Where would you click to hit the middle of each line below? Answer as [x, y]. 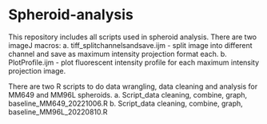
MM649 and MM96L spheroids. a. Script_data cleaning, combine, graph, [128, 94]
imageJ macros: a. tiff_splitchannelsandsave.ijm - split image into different [131, 45]
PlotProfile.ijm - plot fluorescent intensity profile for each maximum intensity [134, 62]
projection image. [37, 70]
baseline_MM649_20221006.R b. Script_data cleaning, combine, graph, [126, 103]
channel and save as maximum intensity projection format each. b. [118, 54]
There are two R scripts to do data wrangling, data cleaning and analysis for [133, 86]
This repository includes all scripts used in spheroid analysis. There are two [133, 37]
